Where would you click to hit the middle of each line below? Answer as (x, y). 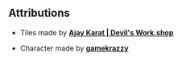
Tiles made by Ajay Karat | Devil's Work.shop (97, 32)
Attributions (39, 13)
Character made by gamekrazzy (74, 48)
